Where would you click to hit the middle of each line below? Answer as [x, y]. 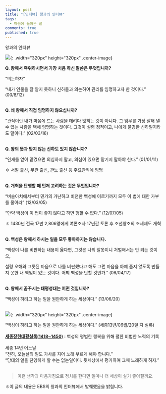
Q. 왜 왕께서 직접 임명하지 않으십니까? [41, 110]
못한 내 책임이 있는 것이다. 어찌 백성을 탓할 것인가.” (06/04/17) [71, 272]
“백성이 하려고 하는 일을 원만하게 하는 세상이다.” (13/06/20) [63, 299]
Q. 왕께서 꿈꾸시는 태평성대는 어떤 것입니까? [47, 288]
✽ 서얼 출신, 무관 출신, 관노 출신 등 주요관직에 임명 [54, 170]
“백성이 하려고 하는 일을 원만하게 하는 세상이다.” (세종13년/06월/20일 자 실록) [80, 325]
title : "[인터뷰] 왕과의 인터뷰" [35, 14]
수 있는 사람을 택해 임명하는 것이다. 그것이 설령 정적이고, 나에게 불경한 [72, 127]
